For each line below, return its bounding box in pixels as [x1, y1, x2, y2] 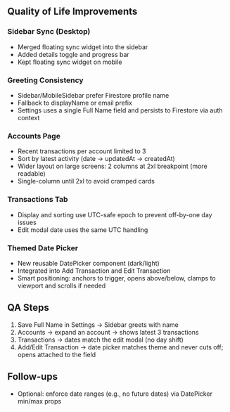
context [17, 113, 40, 122]
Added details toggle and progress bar [17, 50, 130, 58]
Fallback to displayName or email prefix [17, 98, 132, 107]
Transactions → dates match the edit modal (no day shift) [17, 335, 184, 344]
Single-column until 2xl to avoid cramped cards [17, 177, 155, 186]
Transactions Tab [7, 195, 68, 205]
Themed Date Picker [7, 243, 79, 252]
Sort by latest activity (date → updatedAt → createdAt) [17, 155, 176, 163]
